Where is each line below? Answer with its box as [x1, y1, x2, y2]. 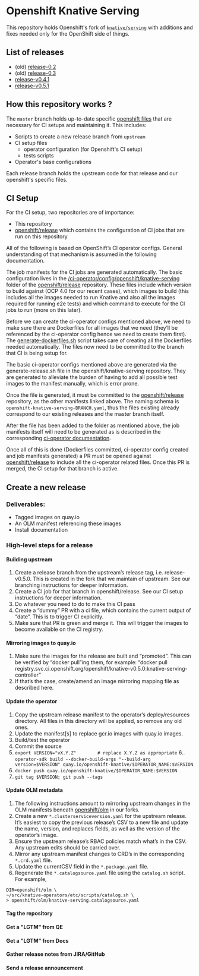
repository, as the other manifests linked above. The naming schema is [6, 398, 179, 405]
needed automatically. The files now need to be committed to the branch [6, 343, 184, 350]
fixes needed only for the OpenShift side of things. [6, 30, 129, 37]
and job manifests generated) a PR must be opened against [6, 453, 151, 460]
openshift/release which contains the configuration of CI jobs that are [14, 227, 185, 234]
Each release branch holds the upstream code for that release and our [6, 169, 178, 176]
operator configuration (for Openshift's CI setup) [23, 146, 143, 153]
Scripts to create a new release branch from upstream [14, 132, 146, 140]
